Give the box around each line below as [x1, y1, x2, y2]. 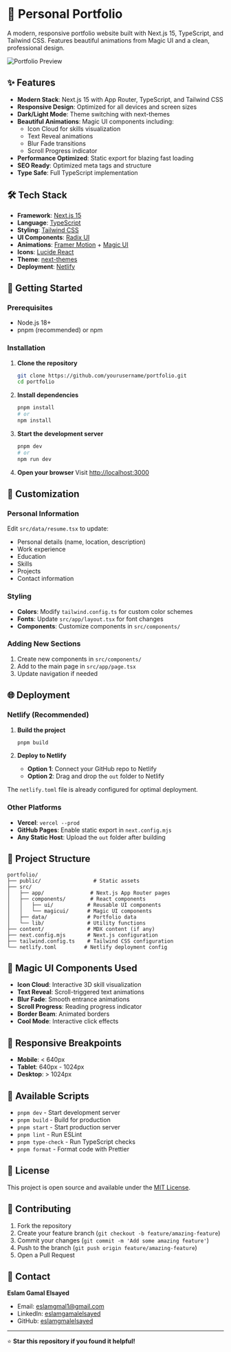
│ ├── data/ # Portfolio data [7, 913, 137, 921]
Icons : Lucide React [16, 247, 74, 256]
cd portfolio [16, 378, 55, 385]
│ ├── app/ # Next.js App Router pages [7, 889, 170, 897]
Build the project [16, 726, 66, 734]
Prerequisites [7, 303, 53, 312]
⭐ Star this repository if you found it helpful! [7, 1337, 135, 1346]
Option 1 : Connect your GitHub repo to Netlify [27, 765, 157, 773]
